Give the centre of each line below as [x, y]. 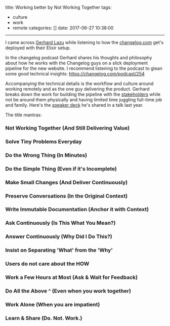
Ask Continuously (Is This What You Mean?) [60, 223]
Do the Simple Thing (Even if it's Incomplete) [61, 169]
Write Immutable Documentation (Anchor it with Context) [77, 210]
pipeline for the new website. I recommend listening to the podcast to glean [84, 68]
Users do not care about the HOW [47, 264]
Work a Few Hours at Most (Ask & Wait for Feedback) [72, 277]
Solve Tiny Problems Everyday [44, 141]
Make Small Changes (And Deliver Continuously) [67, 182]
